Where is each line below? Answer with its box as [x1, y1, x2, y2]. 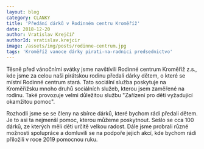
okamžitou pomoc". [6, 98, 55, 105]
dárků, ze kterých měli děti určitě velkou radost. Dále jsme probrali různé [6, 123, 189, 130]
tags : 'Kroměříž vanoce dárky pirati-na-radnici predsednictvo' [6, 49, 173, 55]
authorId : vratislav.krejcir [6, 37, 80, 43]
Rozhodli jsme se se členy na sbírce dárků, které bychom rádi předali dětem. [6, 109, 198, 117]
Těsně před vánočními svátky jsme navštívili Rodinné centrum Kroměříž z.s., [6, 65, 197, 73]
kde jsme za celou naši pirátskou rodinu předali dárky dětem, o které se [6, 71, 186, 79]
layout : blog [6, 9, 40, 15]
